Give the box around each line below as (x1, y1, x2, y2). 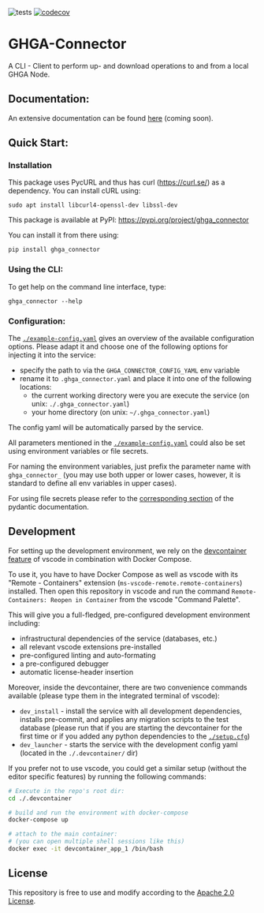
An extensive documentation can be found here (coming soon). (8, 113, 214, 122)
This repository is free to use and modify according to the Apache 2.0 (8, 888, 235, 897)
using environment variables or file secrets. (8, 447, 149, 456)
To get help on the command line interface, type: (8, 282, 167, 291)
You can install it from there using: (8, 230, 120, 240)
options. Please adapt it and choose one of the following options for (8, 342, 229, 351)
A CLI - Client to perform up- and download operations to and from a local (8, 61, 249, 70)
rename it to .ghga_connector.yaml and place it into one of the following (19, 374, 252, 384)
